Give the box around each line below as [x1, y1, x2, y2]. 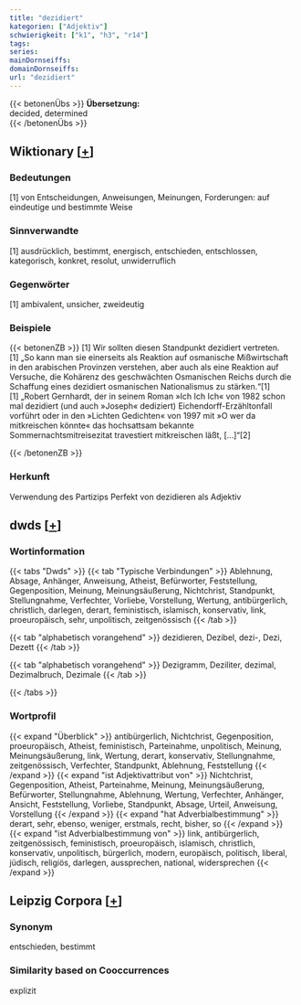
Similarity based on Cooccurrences [9, 964, 170, 977]
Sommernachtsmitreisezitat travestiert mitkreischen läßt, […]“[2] [9, 430, 251, 441]
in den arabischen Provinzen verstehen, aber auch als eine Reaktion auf [9, 362, 279, 373]
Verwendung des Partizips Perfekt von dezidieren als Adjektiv [9, 491, 242, 502]
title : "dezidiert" [9, 13, 84, 23]
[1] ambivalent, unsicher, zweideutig [9, 299, 145, 310]
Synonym [9, 920, 53, 933]
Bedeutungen [9, 171, 71, 184]
